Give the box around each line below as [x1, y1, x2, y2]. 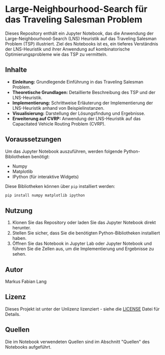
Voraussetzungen [5, 135, 62, 144]
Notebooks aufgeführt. [5, 344, 52, 350]
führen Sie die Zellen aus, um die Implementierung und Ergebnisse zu [12, 246, 154, 252]
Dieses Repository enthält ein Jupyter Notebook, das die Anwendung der [5, 30, 154, 36]
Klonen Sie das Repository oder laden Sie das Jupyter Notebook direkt [12, 220, 156, 225]
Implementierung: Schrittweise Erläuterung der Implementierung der [12, 100, 153, 106]
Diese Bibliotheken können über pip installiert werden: [5, 183, 115, 189]
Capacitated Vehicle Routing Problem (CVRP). [12, 121, 106, 127]
